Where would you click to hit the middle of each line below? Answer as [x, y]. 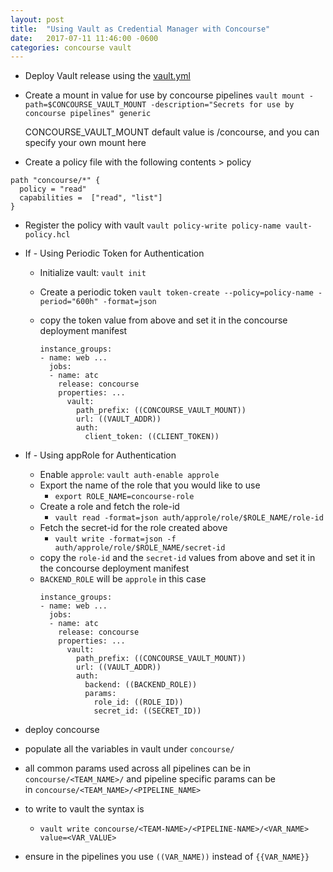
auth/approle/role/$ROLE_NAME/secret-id [140, 548]
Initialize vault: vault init [93, 273]
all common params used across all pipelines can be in [137, 768]
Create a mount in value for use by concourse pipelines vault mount [164, 95]
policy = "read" [53, 189]
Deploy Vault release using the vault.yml [107, 76]
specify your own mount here [85, 143]
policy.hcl [47, 235]
